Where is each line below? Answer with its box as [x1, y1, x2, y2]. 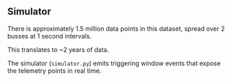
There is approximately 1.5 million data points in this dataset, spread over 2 [7, 24, 225, 33]
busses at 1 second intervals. [7, 32, 92, 40]
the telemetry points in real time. [7, 66, 102, 75]
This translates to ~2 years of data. [7, 45, 110, 54]
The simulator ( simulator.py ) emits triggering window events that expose [7, 59, 221, 67]
